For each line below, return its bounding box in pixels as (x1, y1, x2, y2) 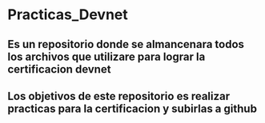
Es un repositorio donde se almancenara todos (7, 38, 245, 51)
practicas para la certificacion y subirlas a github (7, 101, 258, 115)
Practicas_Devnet (7, 6, 129, 24)
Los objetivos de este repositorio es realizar (7, 89, 230, 103)
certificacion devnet (7, 62, 111, 76)
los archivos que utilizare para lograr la (7, 50, 206, 63)
